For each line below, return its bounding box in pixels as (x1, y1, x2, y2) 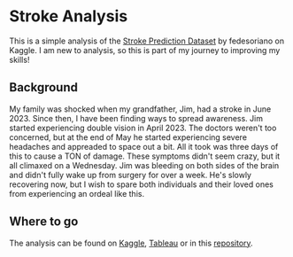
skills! (9, 54, 30, 65)
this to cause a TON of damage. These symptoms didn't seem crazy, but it (9, 151, 281, 161)
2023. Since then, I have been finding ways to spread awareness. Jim (9, 113, 264, 123)
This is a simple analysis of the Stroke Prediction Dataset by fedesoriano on (9, 35, 285, 46)
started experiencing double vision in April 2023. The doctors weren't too (9, 122, 277, 133)
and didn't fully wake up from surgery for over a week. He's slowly (9, 169, 252, 180)
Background (9, 80, 78, 95)
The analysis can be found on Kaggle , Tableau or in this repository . (9, 238, 254, 248)
